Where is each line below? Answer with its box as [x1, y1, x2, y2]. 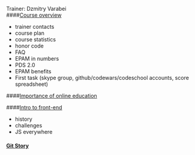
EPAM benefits [14, 68, 52, 74]
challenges [14, 122, 43, 129]
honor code [14, 42, 44, 49]
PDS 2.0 [14, 61, 35, 68]
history [14, 115, 33, 123]
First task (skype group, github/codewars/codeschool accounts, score [14, 74, 189, 81]
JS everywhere [14, 129, 53, 135]
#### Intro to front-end [6, 104, 62, 111]
